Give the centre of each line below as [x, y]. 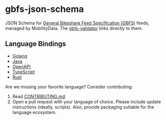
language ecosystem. [34, 112]
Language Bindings [36, 44]
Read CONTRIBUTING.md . [39, 96]
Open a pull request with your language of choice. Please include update [86, 102]
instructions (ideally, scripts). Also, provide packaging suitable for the [83, 107]
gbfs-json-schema [45, 9]
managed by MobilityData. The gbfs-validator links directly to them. [74, 28]
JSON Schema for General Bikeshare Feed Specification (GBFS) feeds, [77, 23]
